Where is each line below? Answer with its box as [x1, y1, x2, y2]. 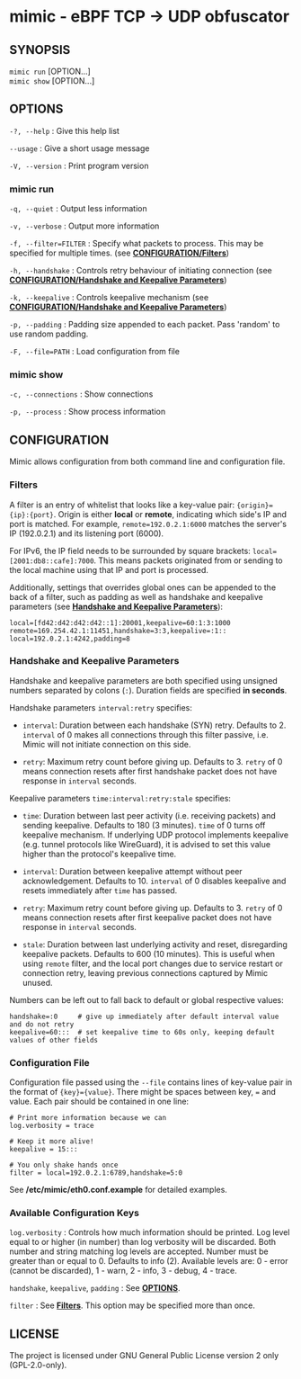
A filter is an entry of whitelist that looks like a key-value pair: [9, 499, 235, 510]
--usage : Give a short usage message [9, 142, 150, 154]
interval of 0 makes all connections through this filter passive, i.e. [22, 729, 269, 739]
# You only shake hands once [9, 1160, 119, 1170]
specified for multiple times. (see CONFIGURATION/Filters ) [9, 247, 230, 258]
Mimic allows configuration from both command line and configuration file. [9, 456, 286, 467]
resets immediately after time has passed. [22, 884, 178, 896]
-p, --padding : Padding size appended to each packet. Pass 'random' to [9, 319, 280, 330]
